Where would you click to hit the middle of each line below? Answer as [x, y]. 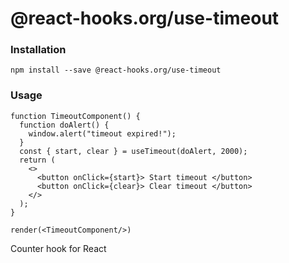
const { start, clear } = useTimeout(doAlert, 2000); [133, 151]
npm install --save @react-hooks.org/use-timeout [116, 70]
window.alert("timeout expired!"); [102, 133]
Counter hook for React [58, 248]
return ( [37, 160]
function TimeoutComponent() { [75, 116]
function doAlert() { [64, 125]
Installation [38, 50]
